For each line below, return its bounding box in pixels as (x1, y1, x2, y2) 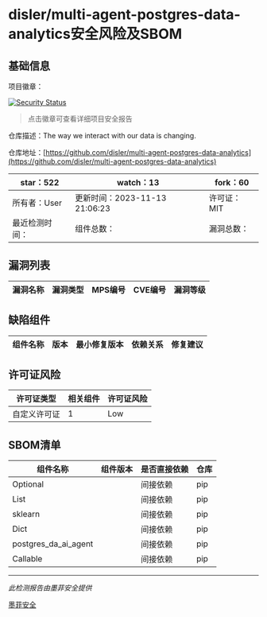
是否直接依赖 (140, 464, 189, 475)
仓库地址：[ (8, 148, 46, 157)
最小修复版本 (75, 339, 125, 350)
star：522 (20, 177, 60, 188)
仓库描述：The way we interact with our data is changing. (8, 131, 196, 140)
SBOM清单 (8, 438, 61, 452)
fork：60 (214, 177, 250, 188)
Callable (12, 553, 43, 565)
